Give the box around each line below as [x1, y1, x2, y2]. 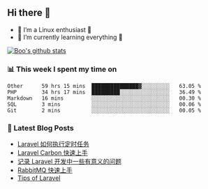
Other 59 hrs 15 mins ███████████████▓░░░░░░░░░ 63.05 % [7, 83, 201, 90]
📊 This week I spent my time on [7, 64, 117, 74]
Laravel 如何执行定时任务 [17, 140, 89, 149]
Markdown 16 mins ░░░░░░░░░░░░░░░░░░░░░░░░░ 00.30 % [7, 95, 201, 102]
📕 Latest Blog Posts [7, 123, 75, 133]
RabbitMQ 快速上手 [17, 166, 73, 174]
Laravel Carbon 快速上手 [17, 149, 89, 157]
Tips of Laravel [17, 174, 61, 182]
